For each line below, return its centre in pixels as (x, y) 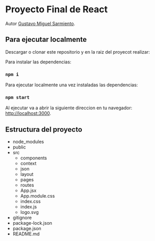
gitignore (22, 218)
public (19, 147)
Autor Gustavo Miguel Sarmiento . (40, 23)
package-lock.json (32, 223)
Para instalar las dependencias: (38, 62)
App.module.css (38, 196)
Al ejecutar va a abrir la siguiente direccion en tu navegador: (69, 108)
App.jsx (28, 190)
